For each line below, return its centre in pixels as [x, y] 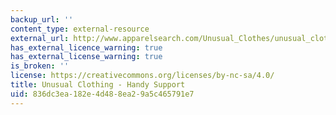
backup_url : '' [42, 19]
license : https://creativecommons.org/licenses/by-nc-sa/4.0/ [142, 76]
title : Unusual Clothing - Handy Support [98, 85]
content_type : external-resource [80, 29]
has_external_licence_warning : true [86, 47]
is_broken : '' [40, 66]
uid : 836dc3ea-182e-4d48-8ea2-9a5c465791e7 [102, 94]
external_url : [40, 38]
